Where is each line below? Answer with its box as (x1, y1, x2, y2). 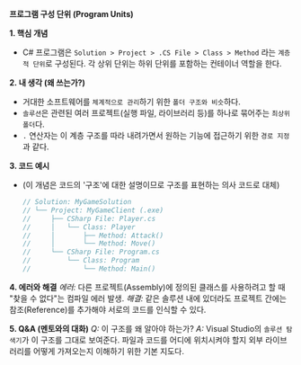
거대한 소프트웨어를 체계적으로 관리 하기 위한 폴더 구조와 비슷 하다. (22, 96, 241, 107)
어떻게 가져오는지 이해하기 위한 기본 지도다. (32, 345, 185, 356)
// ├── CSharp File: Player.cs (22, 214, 156, 223)
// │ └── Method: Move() (22, 239, 156, 248)
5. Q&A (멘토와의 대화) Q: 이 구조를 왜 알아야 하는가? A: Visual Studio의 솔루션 (9, 323, 283, 334)
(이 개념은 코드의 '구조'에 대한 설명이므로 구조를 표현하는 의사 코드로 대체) (22, 180, 280, 190)
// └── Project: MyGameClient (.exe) (22, 206, 164, 215)
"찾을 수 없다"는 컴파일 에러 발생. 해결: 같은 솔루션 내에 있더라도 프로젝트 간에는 (9, 292, 288, 304)
